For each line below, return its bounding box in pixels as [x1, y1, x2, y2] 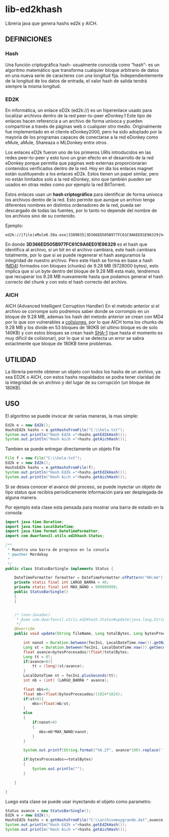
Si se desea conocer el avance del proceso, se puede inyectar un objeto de [5, 483, 162, 490]
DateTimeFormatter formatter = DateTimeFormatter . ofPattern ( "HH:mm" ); [14, 575, 165, 580]
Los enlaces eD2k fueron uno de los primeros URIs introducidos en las [5, 149, 151, 155]
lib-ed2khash [5, 4, 62, 15]
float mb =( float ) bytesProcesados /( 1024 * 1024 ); [23, 691, 123, 696]
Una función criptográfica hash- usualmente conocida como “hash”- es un [5, 62, 160, 68]
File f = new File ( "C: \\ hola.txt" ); [5, 456, 82, 461]
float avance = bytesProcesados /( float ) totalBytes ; [23, 649, 129, 654]
